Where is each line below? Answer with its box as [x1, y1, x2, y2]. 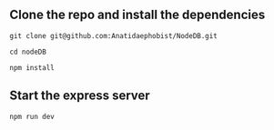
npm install [9, 63, 55, 72]
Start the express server [9, 88, 150, 104]
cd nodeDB [9, 47, 47, 56]
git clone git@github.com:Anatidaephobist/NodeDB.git [9, 31, 218, 40]
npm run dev [9, 112, 55, 121]
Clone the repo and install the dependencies [9, 7, 266, 23]
